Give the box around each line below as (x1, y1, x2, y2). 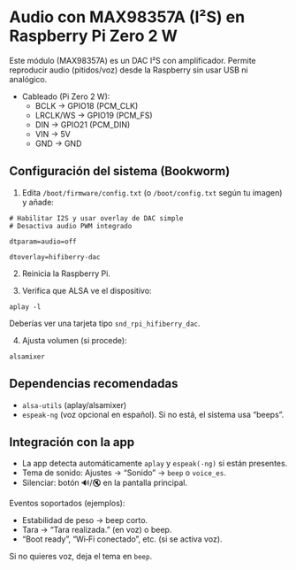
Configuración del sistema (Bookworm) (9, 164, 231, 179)
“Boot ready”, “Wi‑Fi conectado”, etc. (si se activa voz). (21, 534, 223, 544)
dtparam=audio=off (9, 237, 77, 246)
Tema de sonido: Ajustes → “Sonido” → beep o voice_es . (21, 467, 227, 478)
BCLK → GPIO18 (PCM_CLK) (34, 100, 139, 111)
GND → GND (34, 138, 82, 149)
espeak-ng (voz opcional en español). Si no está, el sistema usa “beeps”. (21, 409, 285, 420)
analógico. (9, 73, 48, 84)
